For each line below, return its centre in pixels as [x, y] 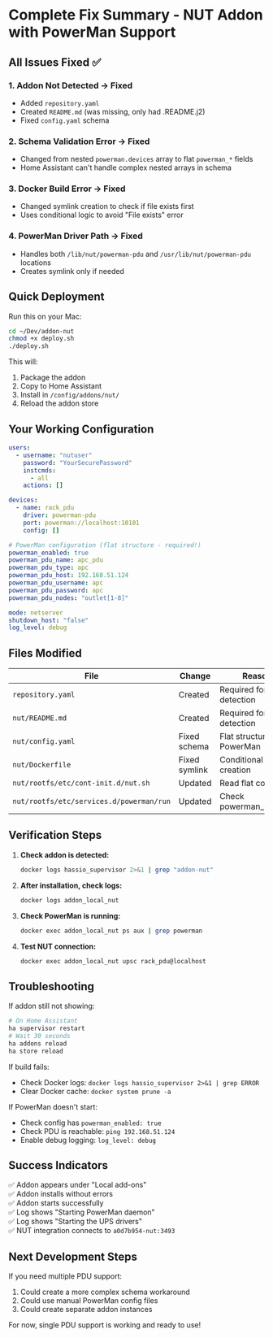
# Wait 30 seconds [39, 1036]
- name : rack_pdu [45, 508]
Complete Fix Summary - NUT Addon [136, 15]
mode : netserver [36, 613]
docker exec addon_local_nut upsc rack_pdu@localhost [113, 961]
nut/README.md [40, 718]
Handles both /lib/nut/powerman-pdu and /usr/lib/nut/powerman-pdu [136, 254]
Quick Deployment [56, 297]
